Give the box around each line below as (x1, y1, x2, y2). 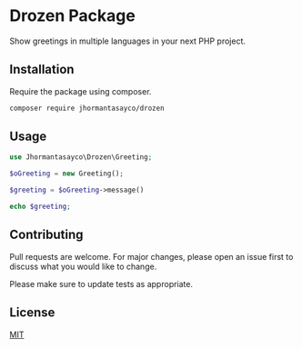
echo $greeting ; (9, 202, 71, 212)
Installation (9, 62, 75, 77)
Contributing (9, 227, 84, 243)
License (9, 305, 55, 321)
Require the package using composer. (9, 85, 152, 96)
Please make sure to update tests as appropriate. (9, 278, 194, 289)
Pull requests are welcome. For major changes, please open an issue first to (9, 251, 294, 262)
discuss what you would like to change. (9, 261, 157, 272)
